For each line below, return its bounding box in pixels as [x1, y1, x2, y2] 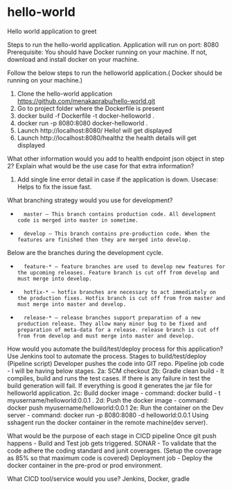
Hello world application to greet [7, 27, 97, 35]
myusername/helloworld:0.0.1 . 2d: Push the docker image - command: [7, 396, 209, 404]
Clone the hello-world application [17, 89, 113, 98]
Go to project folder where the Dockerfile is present [17, 104, 165, 112]
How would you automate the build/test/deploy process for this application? [7, 344, 224, 353]
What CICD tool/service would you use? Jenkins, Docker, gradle [7, 474, 190, 482]
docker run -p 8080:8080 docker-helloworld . [17, 119, 148, 127]
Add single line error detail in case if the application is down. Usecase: [17, 175, 218, 184]
